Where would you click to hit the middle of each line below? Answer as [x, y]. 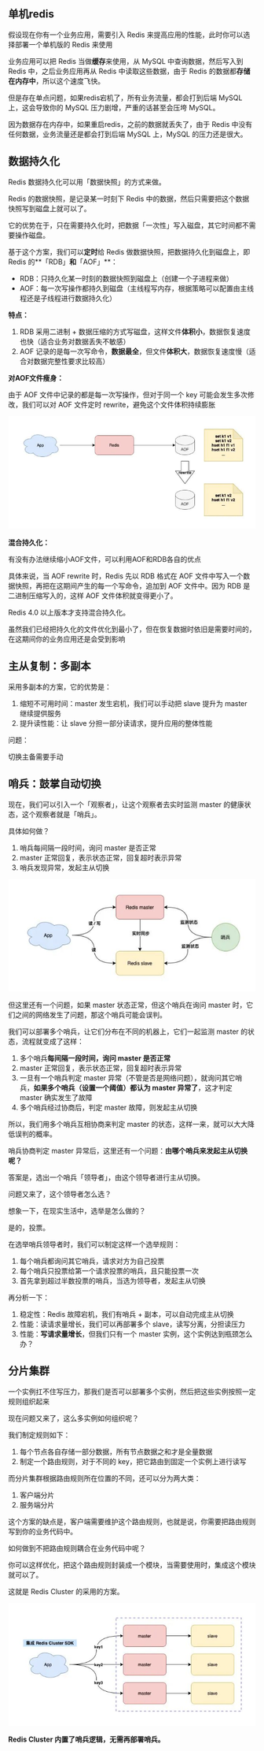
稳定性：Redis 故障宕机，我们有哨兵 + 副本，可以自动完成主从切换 [126, 1314]
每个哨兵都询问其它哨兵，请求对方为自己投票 [92, 1261]
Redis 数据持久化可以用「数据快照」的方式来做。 [87, 182]
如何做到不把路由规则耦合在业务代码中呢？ [77, 1548]
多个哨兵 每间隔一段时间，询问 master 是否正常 [95, 1058]
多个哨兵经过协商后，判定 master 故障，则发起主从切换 [108, 1107]
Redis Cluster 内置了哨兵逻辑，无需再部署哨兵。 [86, 1739]
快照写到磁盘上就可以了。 [49, 208]
